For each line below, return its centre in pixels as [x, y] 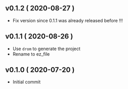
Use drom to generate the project [47, 49]
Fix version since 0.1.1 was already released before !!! [68, 20]
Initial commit [27, 82]
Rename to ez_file [31, 54]
